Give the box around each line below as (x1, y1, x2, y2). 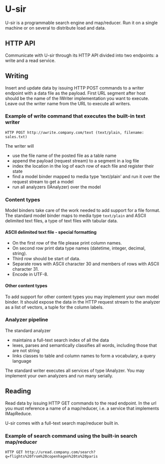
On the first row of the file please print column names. (12, 240, 122, 246)
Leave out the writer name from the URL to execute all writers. (5, 100, 132, 106)
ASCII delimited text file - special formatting (5, 229, 97, 235)
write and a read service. (5, 58, 56, 63)
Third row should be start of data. (12, 256, 80, 262)
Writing (5, 72, 29, 80)
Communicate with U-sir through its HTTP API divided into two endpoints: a (5, 52, 159, 58)
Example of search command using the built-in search (5, 432, 137, 439)
